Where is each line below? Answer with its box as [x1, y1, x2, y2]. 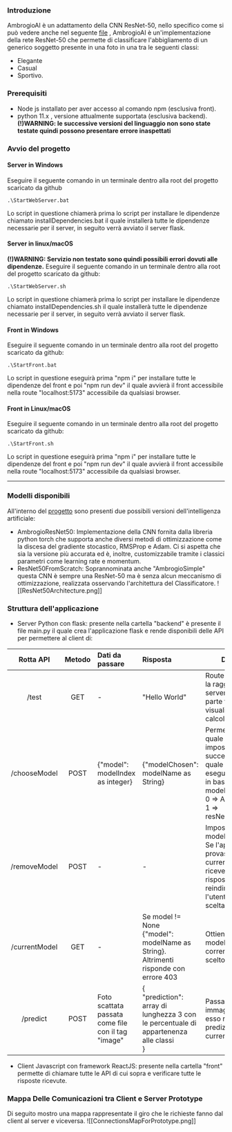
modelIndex [97, 768, 136, 778]
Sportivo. [17, 71, 43, 80]
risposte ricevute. [17, 1076, 68, 1084]
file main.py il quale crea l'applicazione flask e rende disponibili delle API [17, 627, 224, 635]
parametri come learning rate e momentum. [17, 557, 142, 565]
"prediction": [142, 992, 184, 1001]
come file [97, 1018, 128, 1028]
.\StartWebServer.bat [7, 196, 70, 204]
